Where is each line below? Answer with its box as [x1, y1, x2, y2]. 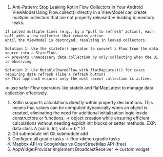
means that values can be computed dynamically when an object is [12, 105, 148, 111]
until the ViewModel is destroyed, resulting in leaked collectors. [5, 38, 147, 43]
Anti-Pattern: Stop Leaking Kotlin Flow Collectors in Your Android [12, 4, 143, 10]
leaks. [12, 20, 24, 25]
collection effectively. [5, 90, 48, 96]
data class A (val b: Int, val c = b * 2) [12, 126, 85, 131]
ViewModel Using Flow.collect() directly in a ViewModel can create [12, 9, 147, 15]
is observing [5, 59, 32, 64]
